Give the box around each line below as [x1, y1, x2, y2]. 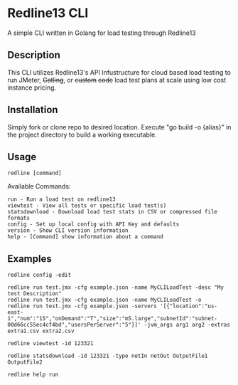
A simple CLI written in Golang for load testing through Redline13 [7, 28, 197, 37]
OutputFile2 [7, 359, 43, 366]
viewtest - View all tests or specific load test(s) [7, 202, 167, 209]
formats [7, 215, 31, 222]
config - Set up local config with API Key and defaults [7, 221, 180, 228]
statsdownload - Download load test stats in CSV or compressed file [7, 209, 218, 216]
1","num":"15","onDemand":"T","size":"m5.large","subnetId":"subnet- [7, 315, 218, 322]
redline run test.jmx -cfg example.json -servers [7, 302, 158, 310]
